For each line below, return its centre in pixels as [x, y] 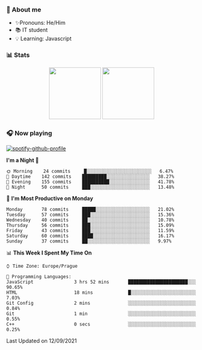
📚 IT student [31, 30]
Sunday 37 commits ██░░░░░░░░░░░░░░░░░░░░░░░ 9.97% [89, 241]
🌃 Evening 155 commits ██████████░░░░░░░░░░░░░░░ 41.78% [90, 182]
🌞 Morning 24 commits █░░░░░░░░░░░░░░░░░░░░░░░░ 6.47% [90, 171]
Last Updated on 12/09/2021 [42, 340]
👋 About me [24, 10]
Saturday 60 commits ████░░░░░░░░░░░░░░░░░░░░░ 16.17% [90, 236]
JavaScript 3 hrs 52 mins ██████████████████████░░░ [101, 282]
